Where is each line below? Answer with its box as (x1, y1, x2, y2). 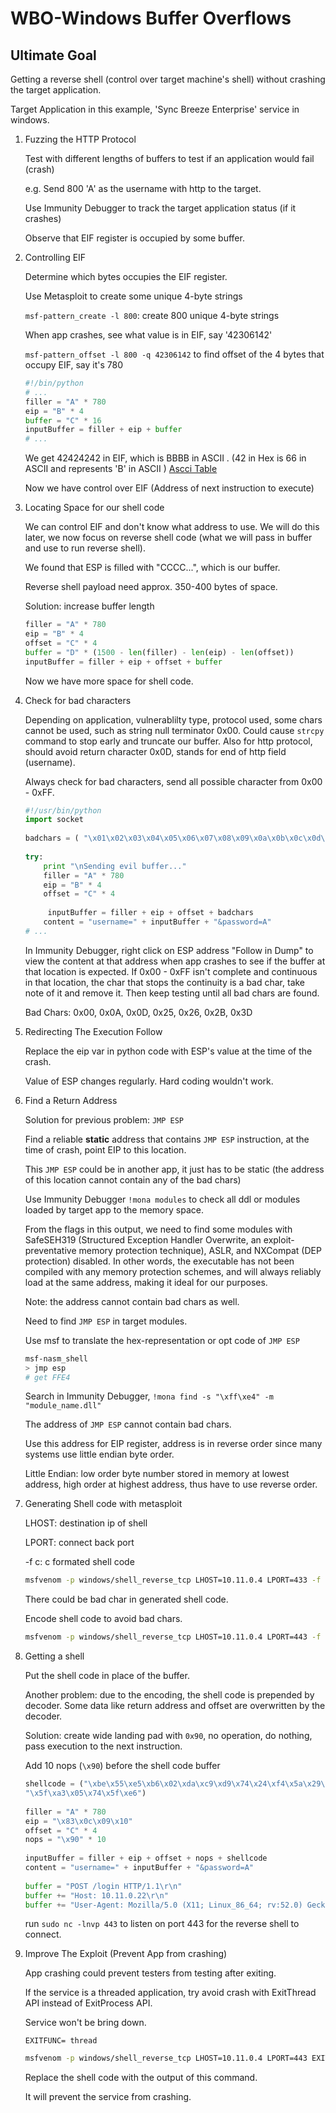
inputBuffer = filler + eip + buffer (24, 425, 183, 435)
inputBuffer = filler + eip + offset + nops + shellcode (24, 1853, 268, 1864)
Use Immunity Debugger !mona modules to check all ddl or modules (24, 1193, 301, 1205)
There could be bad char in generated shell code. (24, 1593, 229, 1606)
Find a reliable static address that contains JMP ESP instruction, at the (24, 1133, 310, 1145)
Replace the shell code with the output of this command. (24, 2072, 258, 2084)
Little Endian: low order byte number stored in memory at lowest (24, 1468, 290, 1480)
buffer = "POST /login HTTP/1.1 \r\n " (24, 1881, 183, 1891)
